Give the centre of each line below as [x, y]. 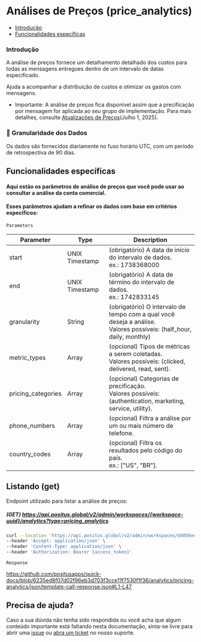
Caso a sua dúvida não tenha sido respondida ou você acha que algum [94, 620]
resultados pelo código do [145, 450]
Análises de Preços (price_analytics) [99, 11]
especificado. [23, 75]
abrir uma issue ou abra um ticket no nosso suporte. [71, 632]
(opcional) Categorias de [144, 378]
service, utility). [130, 408]
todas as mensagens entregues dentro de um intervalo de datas [85, 69]
